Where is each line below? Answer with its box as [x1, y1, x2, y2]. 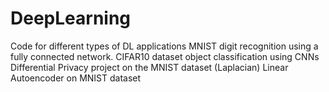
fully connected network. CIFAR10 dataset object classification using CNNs [10, 50, 320, 62]
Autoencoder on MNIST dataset [10, 72, 142, 84]
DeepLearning [10, 7, 132, 30]
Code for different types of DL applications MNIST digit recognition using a [10, 40, 319, 52]
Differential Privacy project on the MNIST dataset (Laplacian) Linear [10, 61, 289, 73]
